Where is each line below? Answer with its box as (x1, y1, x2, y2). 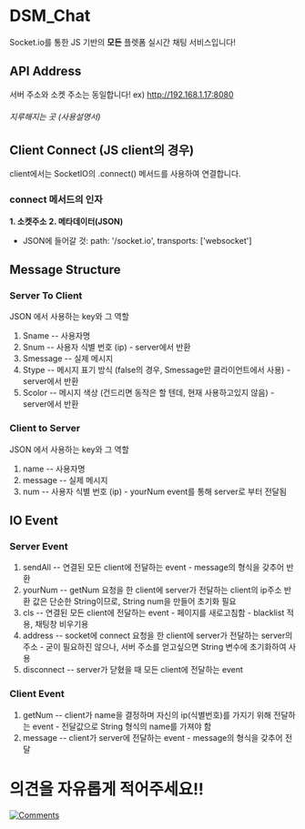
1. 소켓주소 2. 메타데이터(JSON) (9, 216, 124, 227)
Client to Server (9, 422, 80, 435)
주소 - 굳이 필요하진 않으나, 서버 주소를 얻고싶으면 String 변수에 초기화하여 (22, 642, 287, 652)
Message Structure (9, 262, 121, 278)
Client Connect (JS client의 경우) (9, 142, 195, 157)
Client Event (9, 688, 66, 701)
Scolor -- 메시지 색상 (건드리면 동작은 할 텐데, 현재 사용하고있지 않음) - (22, 388, 275, 399)
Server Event (9, 540, 68, 552)
